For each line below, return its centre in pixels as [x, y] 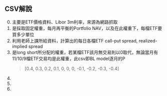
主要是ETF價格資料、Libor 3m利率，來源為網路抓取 [65, 22]
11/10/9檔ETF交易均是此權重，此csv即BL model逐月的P [69, 58]
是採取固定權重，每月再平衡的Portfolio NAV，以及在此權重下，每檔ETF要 [87, 28]
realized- [148, 40]
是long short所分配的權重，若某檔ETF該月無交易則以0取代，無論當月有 [85, 52]
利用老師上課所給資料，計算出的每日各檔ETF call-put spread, [75, 40]
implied [20, 46]
